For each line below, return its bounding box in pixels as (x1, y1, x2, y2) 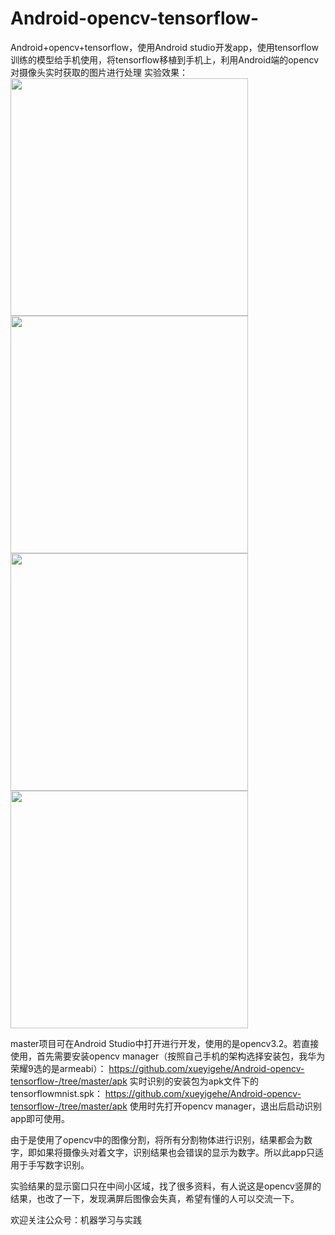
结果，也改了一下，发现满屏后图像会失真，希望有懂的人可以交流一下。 (10, 1192, 300, 1204)
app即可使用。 (10, 1112, 71, 1124)
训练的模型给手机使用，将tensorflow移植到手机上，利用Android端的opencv (10, 53, 320, 66)
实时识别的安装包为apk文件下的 (129, 1075, 259, 1087)
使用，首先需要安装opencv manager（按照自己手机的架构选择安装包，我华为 (10, 1050, 326, 1062)
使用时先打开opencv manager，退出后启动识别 (129, 1100, 323, 1112)
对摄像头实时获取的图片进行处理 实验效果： (10, 66, 188, 78)
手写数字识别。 (27, 1158, 90, 1171)
